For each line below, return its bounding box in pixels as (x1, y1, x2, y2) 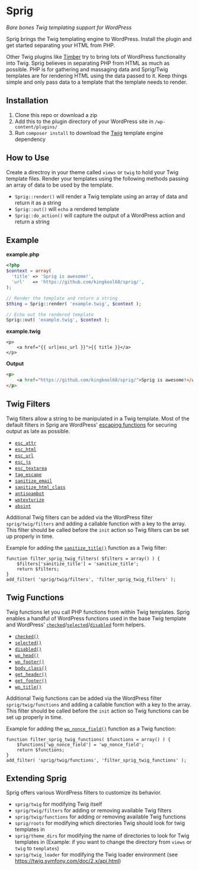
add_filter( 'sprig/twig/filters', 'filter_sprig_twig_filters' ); (6, 576, 176, 582)
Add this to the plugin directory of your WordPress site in (14, 118, 154, 125)
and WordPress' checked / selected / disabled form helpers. (6, 621, 146, 628)
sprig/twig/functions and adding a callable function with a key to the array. (6, 701, 191, 708)
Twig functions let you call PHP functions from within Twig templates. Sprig (6, 608, 190, 616)
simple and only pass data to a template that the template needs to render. (6, 78, 188, 86)
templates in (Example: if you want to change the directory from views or (14, 839, 192, 846)
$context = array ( (6, 268, 52, 274)
